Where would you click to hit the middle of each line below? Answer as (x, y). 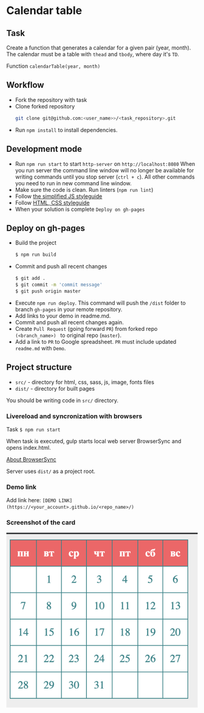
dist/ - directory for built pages (55, 388)
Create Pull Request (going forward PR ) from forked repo (86, 328)
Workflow (25, 85)
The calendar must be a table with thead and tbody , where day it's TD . (93, 54)
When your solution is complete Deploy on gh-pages (80, 209)
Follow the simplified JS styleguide (59, 196)
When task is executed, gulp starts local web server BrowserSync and (94, 441)
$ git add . (30, 278)
